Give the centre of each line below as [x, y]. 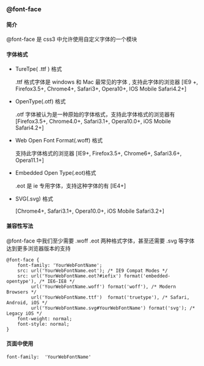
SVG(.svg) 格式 [34, 199]
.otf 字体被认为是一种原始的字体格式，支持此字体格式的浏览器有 [95, 114]
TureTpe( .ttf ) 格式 [38, 69]
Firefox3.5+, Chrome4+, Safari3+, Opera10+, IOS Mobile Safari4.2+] [101, 89]
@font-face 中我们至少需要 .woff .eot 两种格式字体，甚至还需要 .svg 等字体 [100, 241]
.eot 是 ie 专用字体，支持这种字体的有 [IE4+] [71, 186]
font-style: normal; [43, 324]
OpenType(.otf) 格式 [40, 101]
